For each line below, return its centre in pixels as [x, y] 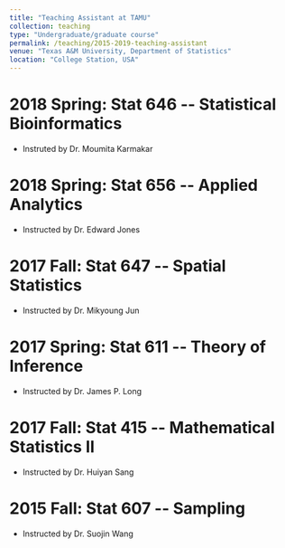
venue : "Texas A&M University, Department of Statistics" [120, 52]
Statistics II [52, 446]
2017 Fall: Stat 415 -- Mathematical [142, 427]
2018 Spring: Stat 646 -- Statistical [143, 104]
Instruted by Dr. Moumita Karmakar [87, 148]
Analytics [46, 205]
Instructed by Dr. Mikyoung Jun [81, 310]
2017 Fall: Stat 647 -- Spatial [118, 266]
